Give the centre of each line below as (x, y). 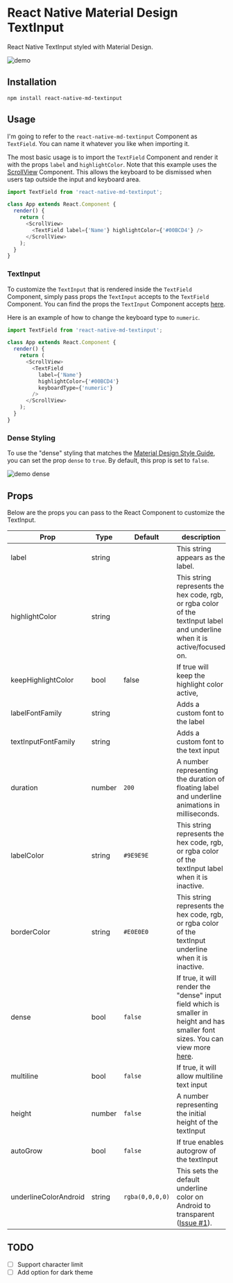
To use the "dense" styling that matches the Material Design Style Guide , (111, 453)
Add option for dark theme (55, 1272)
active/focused (201, 646)
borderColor (31, 931)
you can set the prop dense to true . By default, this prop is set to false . (108, 461)
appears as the (201, 557)
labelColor (27, 855)
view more (193, 1047)
